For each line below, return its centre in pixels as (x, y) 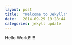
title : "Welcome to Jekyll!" (36, 14)
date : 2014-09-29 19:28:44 (35, 19)
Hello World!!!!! (20, 38)
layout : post (19, 10)
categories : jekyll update (33, 24)
